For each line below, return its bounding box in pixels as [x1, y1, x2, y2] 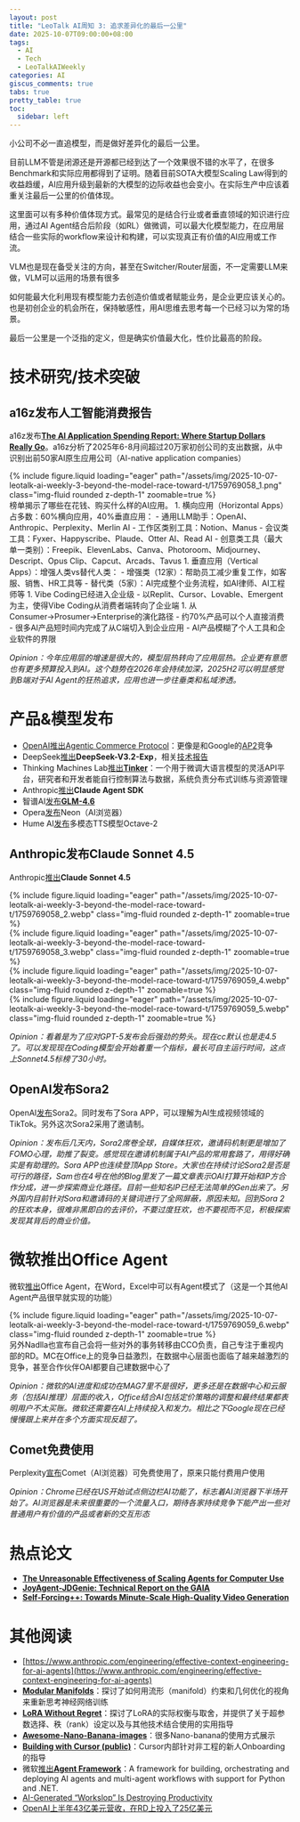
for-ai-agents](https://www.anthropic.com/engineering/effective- [21, 1665, 263, 1676]
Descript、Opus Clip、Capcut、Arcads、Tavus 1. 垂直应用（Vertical [9, 555, 259, 566]
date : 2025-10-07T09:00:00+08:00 [9, 29, 134, 38]
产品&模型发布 [9, 709, 114, 730]
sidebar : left [17, 112, 69, 121]
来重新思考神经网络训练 [21, 1696, 109, 1707]
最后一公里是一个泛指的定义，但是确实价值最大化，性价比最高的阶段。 [9, 333, 267, 344]
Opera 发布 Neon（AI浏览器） [21, 807, 127, 818]
